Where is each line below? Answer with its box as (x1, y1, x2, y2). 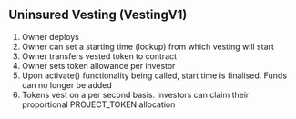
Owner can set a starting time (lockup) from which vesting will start (21, 41, 275, 52)
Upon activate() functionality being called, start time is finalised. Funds (21, 70, 288, 81)
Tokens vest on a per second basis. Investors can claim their (21, 89, 250, 100)
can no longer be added (21, 79, 113, 90)
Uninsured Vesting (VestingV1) (8, 7, 188, 23)
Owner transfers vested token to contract (21, 50, 178, 62)
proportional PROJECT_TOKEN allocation (21, 99, 176, 110)
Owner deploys (21, 31, 79, 42)
